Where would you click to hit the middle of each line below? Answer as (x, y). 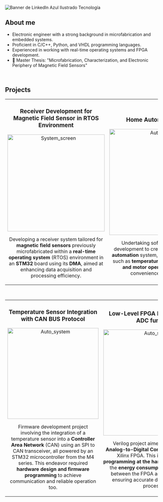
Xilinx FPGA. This (136, 455)
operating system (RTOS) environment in (56, 257)
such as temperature (137, 261)
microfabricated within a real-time (56, 251)
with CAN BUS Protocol (53, 319)
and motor (135, 267)
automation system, (135, 255)
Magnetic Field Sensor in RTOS (56, 118)
